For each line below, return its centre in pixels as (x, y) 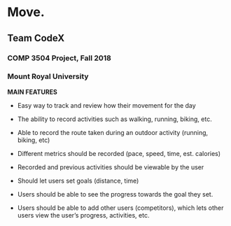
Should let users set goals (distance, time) (78, 181)
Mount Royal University (48, 76)
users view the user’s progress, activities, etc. (83, 215)
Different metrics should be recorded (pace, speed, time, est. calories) (119, 153)
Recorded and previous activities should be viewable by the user (111, 167)
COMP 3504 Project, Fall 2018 (59, 58)
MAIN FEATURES (32, 92)
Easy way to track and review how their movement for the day (106, 105)
